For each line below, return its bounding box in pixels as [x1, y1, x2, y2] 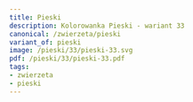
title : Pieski [9, 12, 62, 22]
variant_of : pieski [9, 37, 82, 47]
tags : [9, 63, 29, 72]
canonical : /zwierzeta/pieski [9, 29, 122, 38]
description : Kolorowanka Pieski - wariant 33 [9, 21, 185, 30]
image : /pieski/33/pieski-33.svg [9, 46, 133, 55]
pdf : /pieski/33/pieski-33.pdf [9, 54, 125, 63]
